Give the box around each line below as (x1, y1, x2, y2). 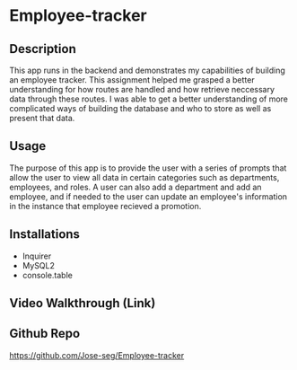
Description (9, 41, 76, 57)
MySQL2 (22, 260, 56, 270)
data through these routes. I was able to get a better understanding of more (9, 93, 289, 104)
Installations (9, 226, 81, 242)
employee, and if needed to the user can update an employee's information (9, 190, 288, 202)
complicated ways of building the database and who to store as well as (9, 103, 272, 113)
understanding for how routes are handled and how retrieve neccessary (9, 84, 275, 94)
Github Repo (9, 326, 81, 341)
